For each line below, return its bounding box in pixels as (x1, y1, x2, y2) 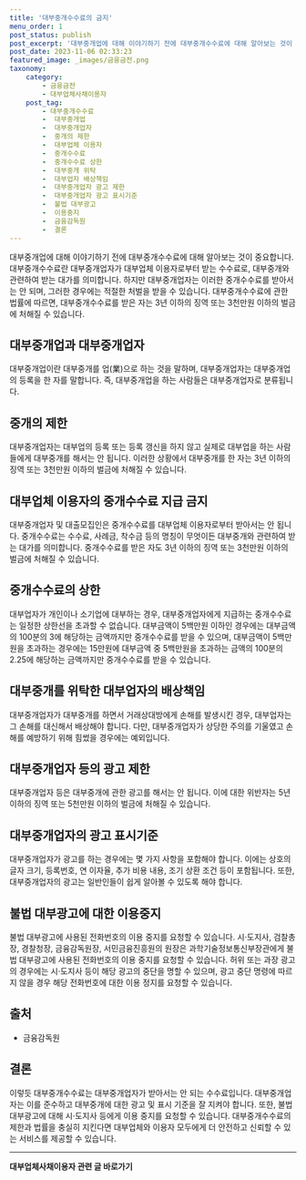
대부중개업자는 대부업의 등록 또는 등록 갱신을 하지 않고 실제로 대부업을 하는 (9, 441, 275, 452)
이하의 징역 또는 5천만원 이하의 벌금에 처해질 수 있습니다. (9, 798, 211, 809)
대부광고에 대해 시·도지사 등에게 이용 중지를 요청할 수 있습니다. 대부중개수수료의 (9, 1110, 291, 1121)
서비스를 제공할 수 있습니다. (18, 1133, 117, 1144)
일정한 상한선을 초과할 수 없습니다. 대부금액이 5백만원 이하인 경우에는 (18, 620, 265, 631)
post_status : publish (9, 30, 92, 39)
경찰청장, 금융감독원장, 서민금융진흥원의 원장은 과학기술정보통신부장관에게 (21, 943, 285, 953)
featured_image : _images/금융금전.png (9, 56, 149, 65)
